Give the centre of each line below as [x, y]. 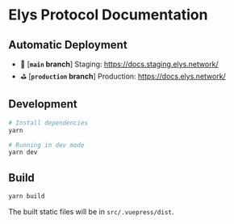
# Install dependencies [48, 123]
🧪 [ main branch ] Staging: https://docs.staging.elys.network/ [119, 64]
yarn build [27, 197]
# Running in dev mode [46, 145]
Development [43, 104]
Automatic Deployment [68, 45]
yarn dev [23, 152]
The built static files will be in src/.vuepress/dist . [91, 211]
